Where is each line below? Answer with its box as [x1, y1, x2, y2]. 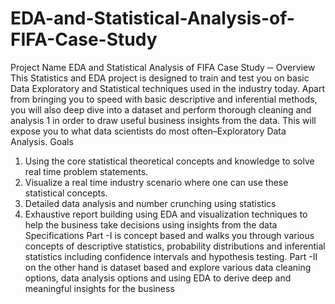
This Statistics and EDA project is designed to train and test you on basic [10, 72, 310, 84]
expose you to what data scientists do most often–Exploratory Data [10, 125, 287, 137]
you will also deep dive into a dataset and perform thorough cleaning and [10, 103, 312, 116]
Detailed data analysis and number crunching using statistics [24, 197, 277, 209]
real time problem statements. [24, 165, 149, 177]
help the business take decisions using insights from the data [24, 218, 278, 231]
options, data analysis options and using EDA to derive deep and [24, 272, 292, 284]
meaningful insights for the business [24, 282, 175, 294]
